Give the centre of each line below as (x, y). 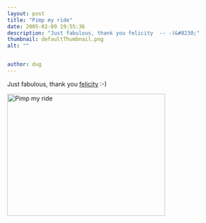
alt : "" (18, 46)
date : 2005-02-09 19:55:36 (46, 26)
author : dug (24, 64)
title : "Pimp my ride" (40, 20)
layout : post (26, 14)
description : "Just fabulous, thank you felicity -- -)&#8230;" (103, 33)
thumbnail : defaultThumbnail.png (55, 39)
